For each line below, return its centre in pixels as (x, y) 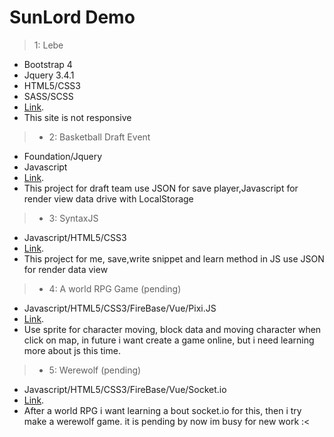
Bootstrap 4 (48, 64)
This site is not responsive (77, 117)
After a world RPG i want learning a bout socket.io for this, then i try (162, 410)
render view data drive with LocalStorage (108, 198)
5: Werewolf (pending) (95, 370)
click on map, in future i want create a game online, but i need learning (169, 340)
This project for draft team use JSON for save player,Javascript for (161, 188)
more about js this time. (72, 350)
